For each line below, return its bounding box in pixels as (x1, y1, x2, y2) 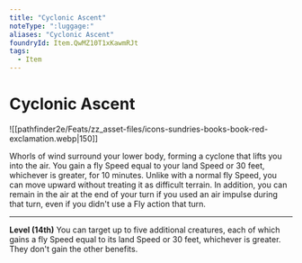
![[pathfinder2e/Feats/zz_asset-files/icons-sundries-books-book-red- (9, 123, 269, 134)
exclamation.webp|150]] (9, 132, 99, 144)
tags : (9, 47, 30, 56)
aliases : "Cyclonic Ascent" (9, 30, 115, 39)
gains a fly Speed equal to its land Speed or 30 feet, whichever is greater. (9, 233, 281, 244)
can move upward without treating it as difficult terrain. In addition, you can (9, 179, 288, 190)
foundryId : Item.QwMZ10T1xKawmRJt (9, 38, 139, 48)
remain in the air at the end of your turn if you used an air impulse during (9, 188, 279, 199)
